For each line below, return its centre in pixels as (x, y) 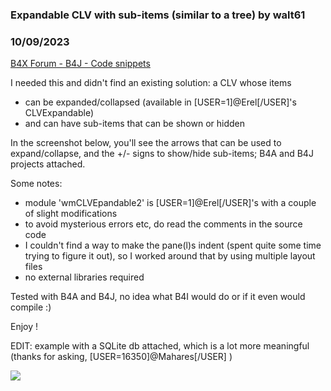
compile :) (31, 307)
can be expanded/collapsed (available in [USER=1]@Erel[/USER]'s (160, 102)
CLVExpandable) (59, 113)
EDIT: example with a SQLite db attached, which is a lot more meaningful (160, 346)
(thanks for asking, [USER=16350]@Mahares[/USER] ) (121, 357)
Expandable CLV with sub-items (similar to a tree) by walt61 (158, 15)
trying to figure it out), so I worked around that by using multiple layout (170, 256)
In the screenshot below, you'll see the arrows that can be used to (146, 143)
